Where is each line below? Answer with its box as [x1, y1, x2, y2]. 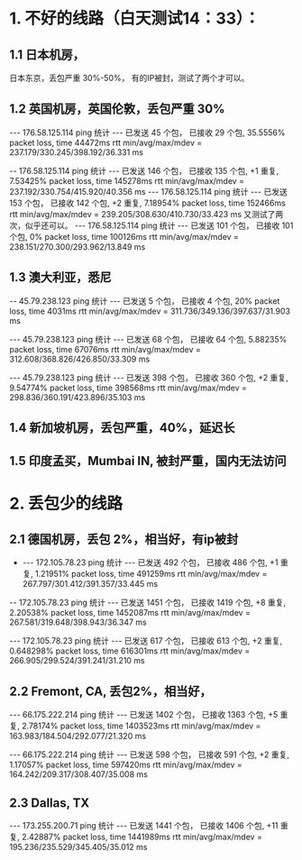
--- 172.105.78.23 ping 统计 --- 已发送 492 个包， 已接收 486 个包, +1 [22, 557, 279, 568]
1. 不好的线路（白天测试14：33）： [9, 8, 261, 29]
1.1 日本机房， [9, 47, 86, 62]
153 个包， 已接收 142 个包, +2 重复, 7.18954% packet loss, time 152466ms [9, 197, 286, 208]
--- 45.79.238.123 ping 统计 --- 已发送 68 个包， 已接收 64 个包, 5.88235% [9, 334, 288, 344]
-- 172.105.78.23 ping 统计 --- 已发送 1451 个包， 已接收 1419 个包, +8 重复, [9, 597, 287, 608]
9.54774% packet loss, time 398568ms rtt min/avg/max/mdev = [9, 382, 248, 393]
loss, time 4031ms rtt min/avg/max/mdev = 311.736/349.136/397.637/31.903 [9, 306, 291, 316]
